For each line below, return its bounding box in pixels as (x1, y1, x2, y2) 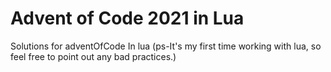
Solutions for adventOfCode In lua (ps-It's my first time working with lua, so (10, 40, 322, 52)
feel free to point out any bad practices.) (10, 50, 177, 62)
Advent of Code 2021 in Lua (10, 7, 245, 30)
